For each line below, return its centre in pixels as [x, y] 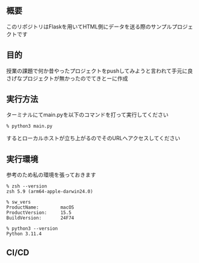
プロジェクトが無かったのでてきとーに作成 [75, 78]
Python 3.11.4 [24, 234]
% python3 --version [32, 229]
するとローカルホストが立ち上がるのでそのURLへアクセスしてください [93, 138]
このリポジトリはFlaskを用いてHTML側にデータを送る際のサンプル [89, 27]
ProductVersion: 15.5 [39, 213]
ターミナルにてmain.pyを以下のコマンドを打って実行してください [87, 115]
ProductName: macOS [40, 207]
